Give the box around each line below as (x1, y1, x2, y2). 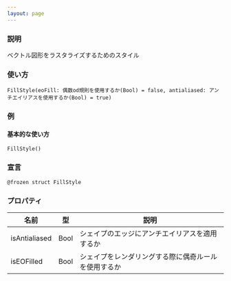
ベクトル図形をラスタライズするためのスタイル (7, 51, 140, 59)
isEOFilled (10, 256, 43, 266)
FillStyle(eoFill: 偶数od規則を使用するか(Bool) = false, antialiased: (7, 87, 206, 94)
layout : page (7, 10, 45, 17)
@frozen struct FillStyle (7, 179, 81, 186)
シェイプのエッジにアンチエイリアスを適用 (79, 228, 218, 238)
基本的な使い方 (7, 130, 49, 138)
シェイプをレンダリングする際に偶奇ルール (79, 251, 218, 261)
